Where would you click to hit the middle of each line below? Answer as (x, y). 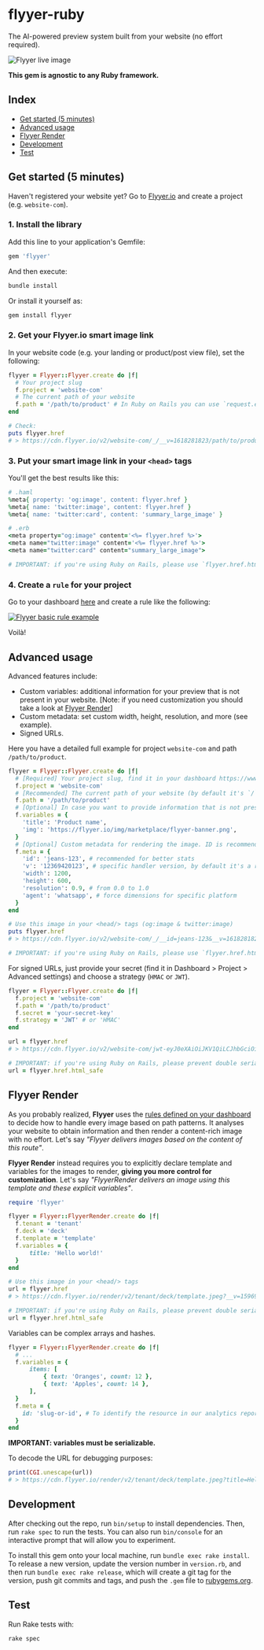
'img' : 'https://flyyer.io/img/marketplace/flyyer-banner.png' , (130, 829)
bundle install (33, 286)
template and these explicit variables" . (71, 1188)
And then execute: (38, 271)
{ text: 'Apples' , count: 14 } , (96, 1384)
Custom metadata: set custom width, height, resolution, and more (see (134, 716)
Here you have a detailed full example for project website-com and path (123, 748)
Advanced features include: (53, 676)
